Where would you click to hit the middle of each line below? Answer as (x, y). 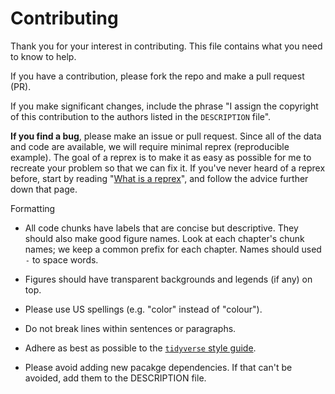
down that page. (44, 189)
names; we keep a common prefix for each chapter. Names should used (173, 249)
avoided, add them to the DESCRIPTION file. (115, 378)
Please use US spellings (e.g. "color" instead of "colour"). (143, 309)
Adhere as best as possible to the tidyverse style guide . (140, 348)
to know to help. (43, 56)
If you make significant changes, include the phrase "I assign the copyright (164, 106)
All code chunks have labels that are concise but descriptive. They (161, 228)
